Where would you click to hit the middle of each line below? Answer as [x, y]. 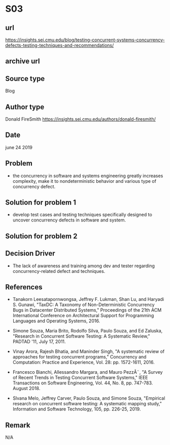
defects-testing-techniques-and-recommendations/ [60, 45]
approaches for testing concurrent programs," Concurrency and [79, 357]
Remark [18, 425]
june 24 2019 [19, 147]
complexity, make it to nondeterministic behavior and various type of [84, 181]
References [24, 287]
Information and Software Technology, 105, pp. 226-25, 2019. [77, 409]
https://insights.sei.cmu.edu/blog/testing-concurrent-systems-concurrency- [85, 40]
